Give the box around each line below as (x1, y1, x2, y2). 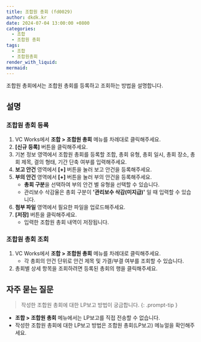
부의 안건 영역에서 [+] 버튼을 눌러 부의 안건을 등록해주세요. (14, 173, 152, 181)
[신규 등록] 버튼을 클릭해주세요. (14, 143, 88, 151)
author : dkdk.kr (6, 14, 47, 20)
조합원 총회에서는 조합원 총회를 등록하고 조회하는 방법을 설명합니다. (6, 82, 163, 89)
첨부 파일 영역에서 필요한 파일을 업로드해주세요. (14, 204, 126, 211)
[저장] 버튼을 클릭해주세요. (14, 211, 77, 219)
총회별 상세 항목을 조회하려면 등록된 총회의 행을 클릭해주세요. (14, 265, 158, 272)
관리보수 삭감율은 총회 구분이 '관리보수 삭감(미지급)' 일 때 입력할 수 (23, 188, 181, 196)
